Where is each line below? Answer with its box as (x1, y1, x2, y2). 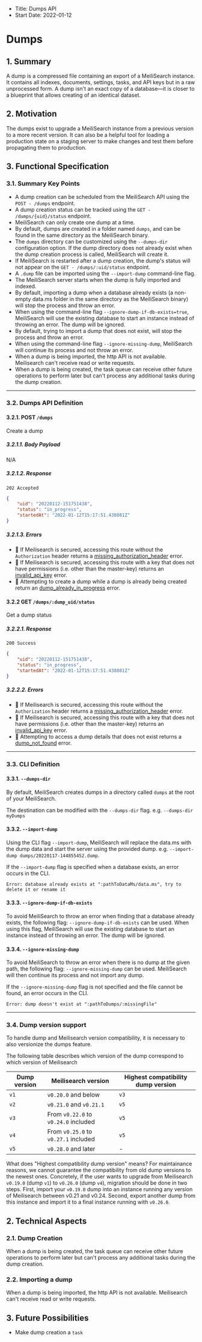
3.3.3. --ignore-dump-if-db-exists (6, 899, 93, 906)
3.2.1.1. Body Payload (6, 441, 61, 448)
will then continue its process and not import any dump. (6, 972, 144, 979)
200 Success (6, 640, 36, 647)
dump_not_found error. (14, 739, 72, 747)
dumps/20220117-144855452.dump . (19, 852, 100, 859)
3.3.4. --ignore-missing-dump (6, 945, 79, 953)
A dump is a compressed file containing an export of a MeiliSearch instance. (6, 72, 195, 79)
